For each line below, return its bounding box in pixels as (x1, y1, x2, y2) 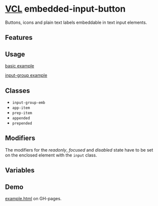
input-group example (5, 72, 47, 78)
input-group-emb (12, 100, 45, 105)
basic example (5, 63, 35, 69)
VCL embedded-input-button (5, 3, 126, 15)
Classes (5, 86, 30, 95)
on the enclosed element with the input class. (5, 152, 98, 158)
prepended (12, 120, 33, 126)
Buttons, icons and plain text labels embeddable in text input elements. (5, 19, 147, 25)
